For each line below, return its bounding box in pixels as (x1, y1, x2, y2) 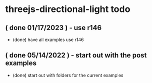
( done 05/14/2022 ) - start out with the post (5, 51, 147, 59)
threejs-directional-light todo (5, 3, 130, 15)
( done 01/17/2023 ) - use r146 (5, 23, 102, 32)
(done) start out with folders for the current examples (12, 72, 124, 78)
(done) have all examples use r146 (12, 36, 84, 42)
